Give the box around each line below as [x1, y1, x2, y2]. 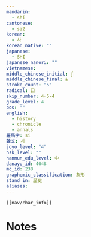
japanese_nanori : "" [6, 59, 58, 65]
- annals [11, 127, 34, 133]
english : [6, 110, 28, 116]
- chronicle [11, 122, 42, 128]
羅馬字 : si [6, 132, 31, 139]
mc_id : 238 [6, 166, 34, 172]
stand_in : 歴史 [6, 178, 43, 184]
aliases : [6, 183, 28, 189]
